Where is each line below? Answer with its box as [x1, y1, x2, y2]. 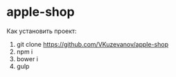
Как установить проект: [6, 27, 77, 35]
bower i [16, 54, 39, 63]
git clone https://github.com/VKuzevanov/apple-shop [16, 40, 169, 48]
